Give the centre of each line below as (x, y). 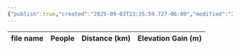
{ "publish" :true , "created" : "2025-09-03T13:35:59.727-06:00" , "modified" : (118, 14)
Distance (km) (106, 38)
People (62, 38)
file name (27, 38)
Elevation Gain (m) (170, 38)
